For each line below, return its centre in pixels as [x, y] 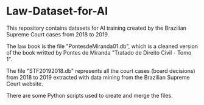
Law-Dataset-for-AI [57, 11]
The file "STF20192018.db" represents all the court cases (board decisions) [101, 70]
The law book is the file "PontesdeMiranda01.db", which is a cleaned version [102, 46]
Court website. [25, 84]
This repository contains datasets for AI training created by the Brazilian [97, 28]
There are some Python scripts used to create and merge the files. [90, 95]
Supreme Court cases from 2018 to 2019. [58, 34]
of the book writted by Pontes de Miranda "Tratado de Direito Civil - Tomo [99, 52]
